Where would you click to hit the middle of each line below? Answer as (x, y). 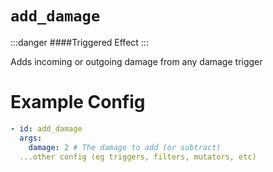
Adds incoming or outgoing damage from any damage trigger (136, 61)
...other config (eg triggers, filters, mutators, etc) (138, 157)
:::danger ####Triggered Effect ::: (79, 42)
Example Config (78, 102)
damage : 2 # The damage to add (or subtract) (125, 147)
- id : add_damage (46, 128)
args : (31, 138)
